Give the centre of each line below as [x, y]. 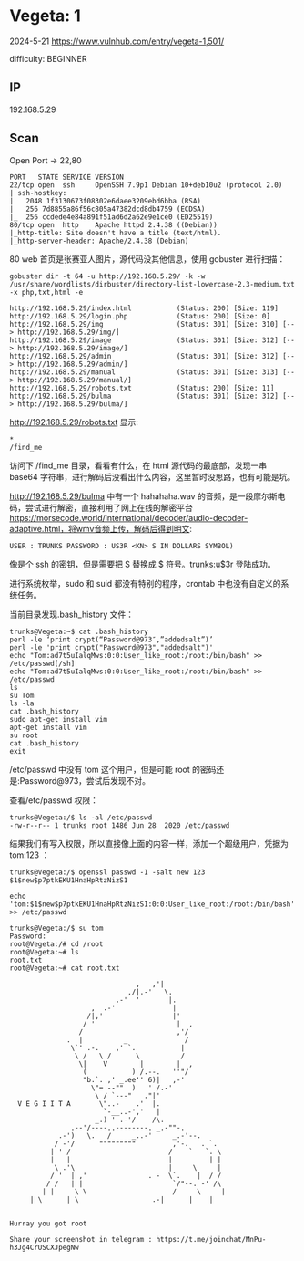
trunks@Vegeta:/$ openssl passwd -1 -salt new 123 [107, 872]
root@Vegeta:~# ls [44, 952]
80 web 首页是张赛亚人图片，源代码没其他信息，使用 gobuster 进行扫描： [147, 259]
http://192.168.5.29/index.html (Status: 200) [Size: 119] [144, 308]
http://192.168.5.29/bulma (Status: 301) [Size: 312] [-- [152, 396]
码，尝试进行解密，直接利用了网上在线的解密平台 [101, 507]
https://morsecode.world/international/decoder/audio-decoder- [129, 517]
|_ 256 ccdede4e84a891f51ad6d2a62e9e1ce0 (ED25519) [111, 217]
